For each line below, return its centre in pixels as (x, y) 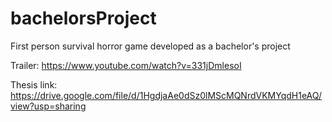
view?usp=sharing (48, 106)
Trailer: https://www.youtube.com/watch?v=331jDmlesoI (126, 65)
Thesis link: (34, 84)
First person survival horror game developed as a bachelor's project (150, 46)
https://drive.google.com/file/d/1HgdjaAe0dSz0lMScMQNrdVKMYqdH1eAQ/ (166, 95)
